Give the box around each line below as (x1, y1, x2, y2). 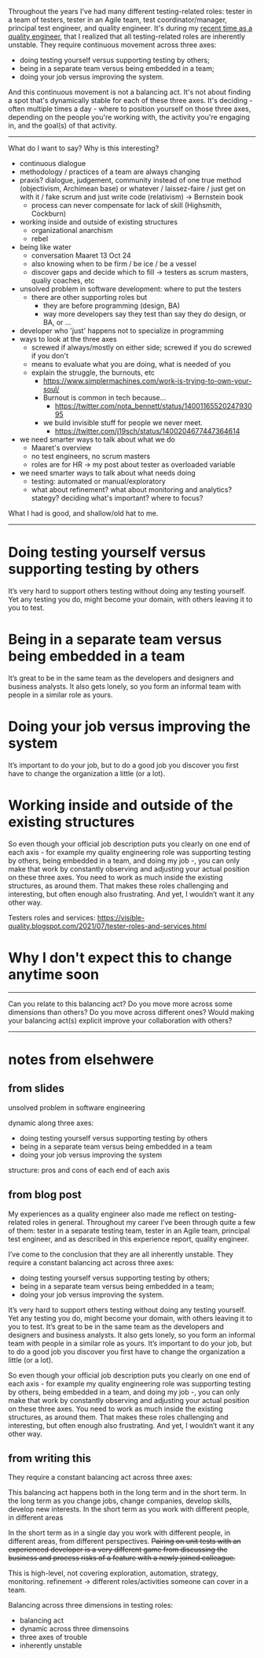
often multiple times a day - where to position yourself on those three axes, (8, 104, 251, 113)
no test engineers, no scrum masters (31, 452, 151, 461)
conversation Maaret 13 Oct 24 (31, 251, 131, 260)
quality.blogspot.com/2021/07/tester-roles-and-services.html (8, 921, 207, 931)
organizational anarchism (31, 226, 113, 235)
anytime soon (8, 965, 100, 983)
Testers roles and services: (8, 912, 96, 922)
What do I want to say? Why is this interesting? (8, 143, 159, 153)
